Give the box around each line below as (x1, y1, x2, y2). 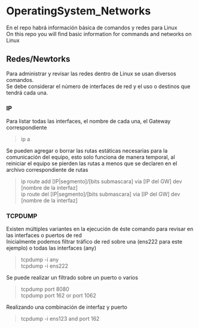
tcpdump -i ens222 (20, 262, 69, 270)
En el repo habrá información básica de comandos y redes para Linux (6, 24, 177, 31)
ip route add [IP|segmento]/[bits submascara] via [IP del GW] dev (20, 178, 182, 185)
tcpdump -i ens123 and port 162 (20, 315, 100, 323)
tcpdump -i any (20, 256, 59, 263)
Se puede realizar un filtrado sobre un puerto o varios (6, 274, 139, 281)
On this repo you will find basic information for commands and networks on (6, 30, 192, 37)
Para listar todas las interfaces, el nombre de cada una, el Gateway (6, 118, 171, 125)
